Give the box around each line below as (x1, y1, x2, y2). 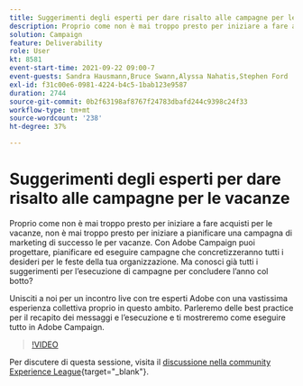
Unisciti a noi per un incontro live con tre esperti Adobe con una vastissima (9, 292, 289, 303)
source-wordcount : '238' (9, 114, 103, 123)
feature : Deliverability (9, 38, 103, 48)
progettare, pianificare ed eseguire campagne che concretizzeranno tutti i (9, 246, 284, 257)
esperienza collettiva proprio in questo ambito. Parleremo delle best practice (9, 302, 294, 313)
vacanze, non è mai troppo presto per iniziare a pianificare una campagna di (9, 227, 293, 238)
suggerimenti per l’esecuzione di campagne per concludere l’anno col (9, 265, 269, 276)
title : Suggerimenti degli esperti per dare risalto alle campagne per (9, 13, 284, 23)
